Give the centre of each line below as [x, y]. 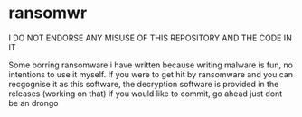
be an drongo [33, 103]
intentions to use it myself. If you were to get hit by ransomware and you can [151, 74]
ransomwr [48, 13]
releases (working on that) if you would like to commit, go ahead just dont [146, 94]
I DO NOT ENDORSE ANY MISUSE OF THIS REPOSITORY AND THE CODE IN [151, 38]
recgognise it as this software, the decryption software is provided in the [144, 84]
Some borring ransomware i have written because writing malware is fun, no [151, 65]
